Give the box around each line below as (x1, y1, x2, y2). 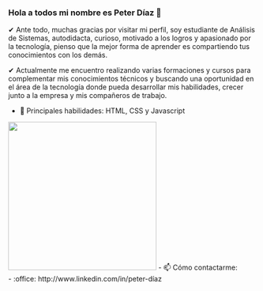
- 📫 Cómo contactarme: (157, 263, 239, 272)
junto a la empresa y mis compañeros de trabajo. (8, 91, 167, 100)
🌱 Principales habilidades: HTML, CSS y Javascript (19, 106, 186, 115)
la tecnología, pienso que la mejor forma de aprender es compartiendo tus (8, 42, 250, 51)
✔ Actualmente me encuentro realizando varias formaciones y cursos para (8, 66, 251, 75)
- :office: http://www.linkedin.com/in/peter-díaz (8, 274, 162, 284)
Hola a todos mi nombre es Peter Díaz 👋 (8, 7, 162, 18)
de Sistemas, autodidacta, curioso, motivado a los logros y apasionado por (8, 33, 251, 43)
